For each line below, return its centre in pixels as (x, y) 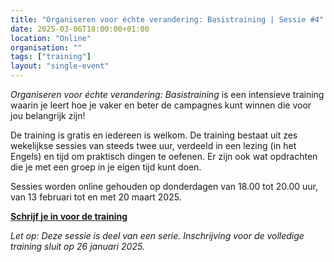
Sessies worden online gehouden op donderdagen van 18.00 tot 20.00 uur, (164, 186)
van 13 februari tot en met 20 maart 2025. (96, 197)
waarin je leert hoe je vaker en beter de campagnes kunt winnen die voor (161, 105)
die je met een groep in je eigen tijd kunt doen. (106, 167)
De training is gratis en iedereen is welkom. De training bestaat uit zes (154, 135)
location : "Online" (51, 38)
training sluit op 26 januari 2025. (77, 246)
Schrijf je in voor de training (69, 216)
